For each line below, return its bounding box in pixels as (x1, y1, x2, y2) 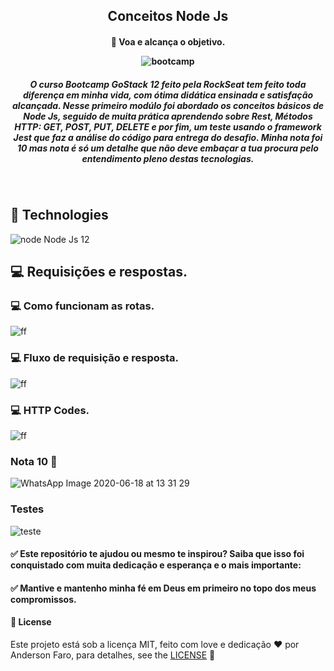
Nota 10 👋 (10, 454, 58, 468)
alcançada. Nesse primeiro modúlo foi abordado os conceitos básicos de (12, 99, 324, 111)
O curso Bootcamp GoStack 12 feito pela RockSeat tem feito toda (29, 78, 307, 90)
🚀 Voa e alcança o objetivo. (110, 35, 226, 48)
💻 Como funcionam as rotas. (10, 299, 155, 313)
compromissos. (10, 593, 77, 605)
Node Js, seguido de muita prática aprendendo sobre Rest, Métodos (23, 110, 313, 122)
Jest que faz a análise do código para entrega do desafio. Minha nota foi (13, 131, 323, 143)
